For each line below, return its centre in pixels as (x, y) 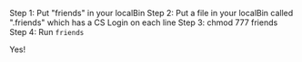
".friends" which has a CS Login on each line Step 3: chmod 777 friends (144, 22)
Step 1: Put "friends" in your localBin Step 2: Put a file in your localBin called (151, 13)
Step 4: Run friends (47, 32)
